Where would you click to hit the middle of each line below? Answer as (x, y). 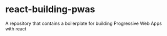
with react (16, 28)
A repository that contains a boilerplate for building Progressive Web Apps (84, 23)
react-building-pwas (50, 9)
